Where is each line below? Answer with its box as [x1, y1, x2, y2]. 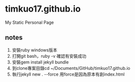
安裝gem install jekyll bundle [12, 59, 69, 65]
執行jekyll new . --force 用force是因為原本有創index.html [12, 71, 125, 77]
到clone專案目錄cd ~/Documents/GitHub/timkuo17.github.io [12, 65, 131, 71]
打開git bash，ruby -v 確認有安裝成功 [12, 53, 87, 59]
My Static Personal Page [5, 19, 54, 25]
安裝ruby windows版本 [12, 47, 58, 53]
